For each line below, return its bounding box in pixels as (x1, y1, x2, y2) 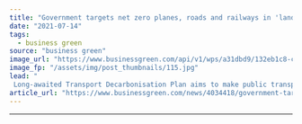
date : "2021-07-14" (9, 22, 83, 31)
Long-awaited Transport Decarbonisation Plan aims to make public (13, 80, 268, 89)
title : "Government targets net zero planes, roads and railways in (9, 13, 271, 22)
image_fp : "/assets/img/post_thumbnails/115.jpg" (9, 64, 200, 73)
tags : (9, 30, 30, 39)
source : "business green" (9, 47, 106, 56)
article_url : (9, 88, 58, 97)
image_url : (9, 55, 50, 64)
